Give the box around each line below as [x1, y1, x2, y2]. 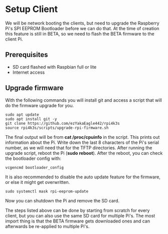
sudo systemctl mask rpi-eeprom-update [5, 189, 89, 194]
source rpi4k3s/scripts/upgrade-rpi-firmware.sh [5, 125, 109, 130]
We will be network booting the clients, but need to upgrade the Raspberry [5, 20, 159, 26]
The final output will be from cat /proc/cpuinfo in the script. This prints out [5, 134, 160, 140]
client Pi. [5, 36, 24, 42]
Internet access [12, 69, 45, 75]
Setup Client [5, 4, 58, 15]
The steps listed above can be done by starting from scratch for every [5, 207, 150, 213]
